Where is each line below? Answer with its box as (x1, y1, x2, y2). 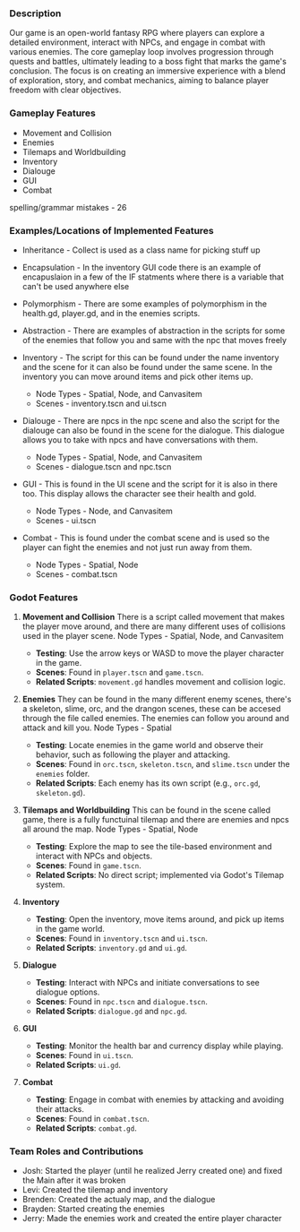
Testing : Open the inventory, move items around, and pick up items (35, 914, 285, 925)
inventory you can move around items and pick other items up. (21, 371, 253, 382)
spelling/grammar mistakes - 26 (9, 202, 127, 212)
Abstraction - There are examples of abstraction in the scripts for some (21, 325, 286, 336)
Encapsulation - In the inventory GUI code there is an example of (21, 262, 261, 272)
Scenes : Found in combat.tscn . (35, 1114, 150, 1124)
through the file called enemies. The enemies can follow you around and (21, 713, 289, 724)
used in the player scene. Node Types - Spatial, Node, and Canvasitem (21, 631, 284, 642)
